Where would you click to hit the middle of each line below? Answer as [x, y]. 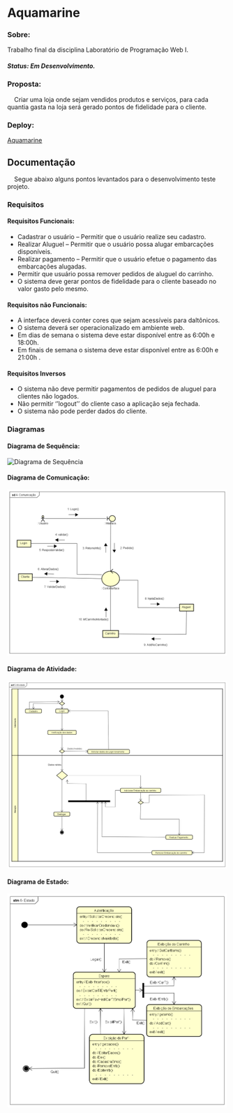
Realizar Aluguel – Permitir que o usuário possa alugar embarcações [115, 244]
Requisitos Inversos [37, 373]
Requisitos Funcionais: [41, 221]
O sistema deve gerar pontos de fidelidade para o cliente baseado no [117, 282]
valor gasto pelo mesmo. [53, 289]
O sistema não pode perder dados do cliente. [82, 411]
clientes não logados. [48, 396]
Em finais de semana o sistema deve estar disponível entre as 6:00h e [118, 350]
